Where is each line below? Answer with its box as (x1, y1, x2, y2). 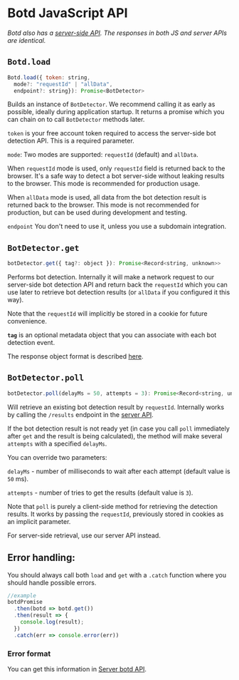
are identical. (7, 36, 46, 44)
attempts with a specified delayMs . (7, 439, 107, 448)
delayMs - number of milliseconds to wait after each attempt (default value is (7, 467, 230, 475)
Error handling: (7, 552, 76, 564)
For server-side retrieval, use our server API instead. (7, 531, 161, 540)
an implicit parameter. (7, 517, 71, 525)
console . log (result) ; (20, 619, 84, 626)
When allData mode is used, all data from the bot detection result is (7, 193, 207, 202)
